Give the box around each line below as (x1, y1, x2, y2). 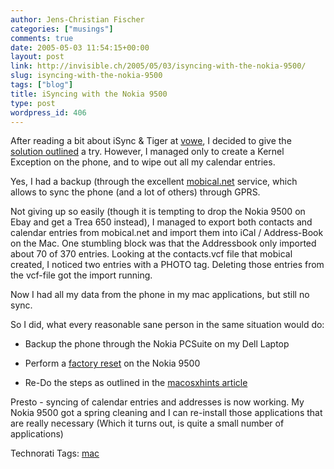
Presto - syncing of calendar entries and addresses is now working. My (10, 396, 305, 408)
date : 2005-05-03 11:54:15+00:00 (10, 42, 150, 53)
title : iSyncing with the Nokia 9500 (10, 89, 168, 99)
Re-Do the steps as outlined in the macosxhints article (24, 377, 248, 389)
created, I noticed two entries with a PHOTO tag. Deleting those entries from (10, 259, 325, 271)
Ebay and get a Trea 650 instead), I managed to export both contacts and (10, 216, 313, 228)
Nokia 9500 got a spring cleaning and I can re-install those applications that (10, 407, 323, 419)
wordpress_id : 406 (10, 107, 87, 118)
